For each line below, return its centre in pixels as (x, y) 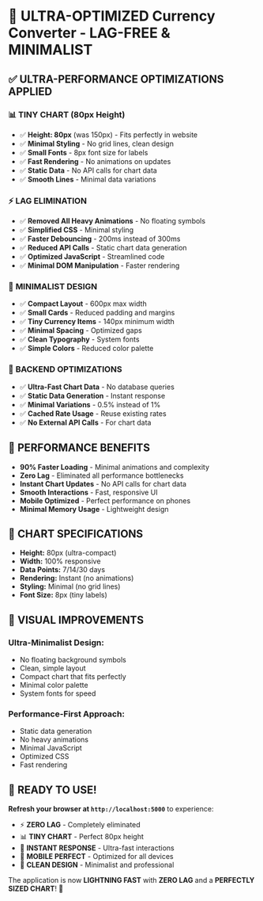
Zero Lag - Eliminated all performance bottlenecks (101, 475)
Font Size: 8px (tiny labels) (64, 595)
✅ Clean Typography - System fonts (79, 339)
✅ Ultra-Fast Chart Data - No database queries (97, 387)
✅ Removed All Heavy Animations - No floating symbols (113, 221)
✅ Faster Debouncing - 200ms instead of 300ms (100, 239)
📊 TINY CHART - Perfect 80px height (81, 837)
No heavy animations (54, 739)
